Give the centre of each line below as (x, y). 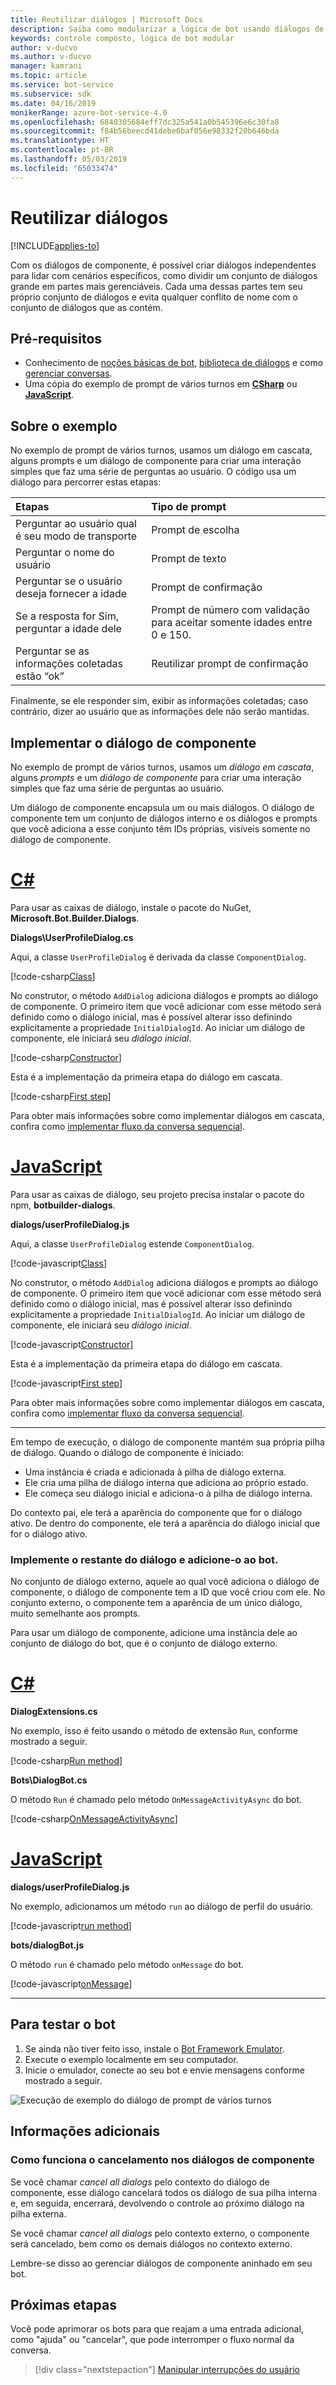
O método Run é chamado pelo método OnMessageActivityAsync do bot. (156, 1800)
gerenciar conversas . (68, 373)
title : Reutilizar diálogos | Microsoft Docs (106, 19)
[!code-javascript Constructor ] (72, 1344)
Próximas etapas (63, 2304)
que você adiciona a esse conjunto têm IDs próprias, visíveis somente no (160, 829)
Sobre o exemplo (64, 426)
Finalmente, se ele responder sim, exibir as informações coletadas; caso (159, 701)
